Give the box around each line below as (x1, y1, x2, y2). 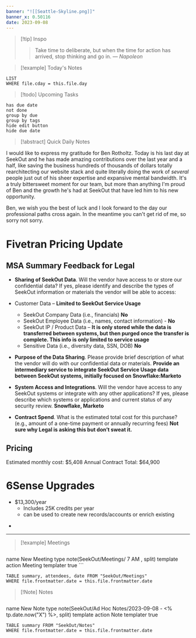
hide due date (6, 128, 41, 134)
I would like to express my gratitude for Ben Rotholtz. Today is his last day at (6, 150, 190, 157)
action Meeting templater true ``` (6, 562, 84, 569)
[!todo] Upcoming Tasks (20, 91, 79, 98)
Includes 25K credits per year (23, 505, 94, 512)
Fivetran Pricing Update (6, 238, 124, 251)
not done (6, 108, 27, 114)
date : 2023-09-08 (6, 19, 48, 25)
